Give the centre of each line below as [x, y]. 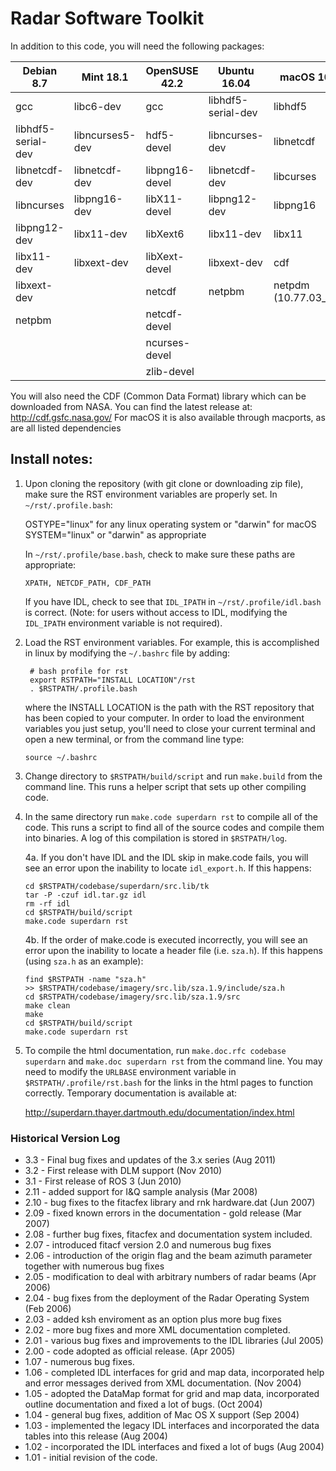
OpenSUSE [172, 70]
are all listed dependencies [66, 428]
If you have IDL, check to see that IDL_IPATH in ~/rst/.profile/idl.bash [173, 601]
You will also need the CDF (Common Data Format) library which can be [158, 396]
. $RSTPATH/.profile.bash [83, 688]
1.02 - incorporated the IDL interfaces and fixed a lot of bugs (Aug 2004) [174, 1447]
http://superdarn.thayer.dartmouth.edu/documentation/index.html [159, 1112]
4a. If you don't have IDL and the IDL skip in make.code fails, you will [166, 857]
